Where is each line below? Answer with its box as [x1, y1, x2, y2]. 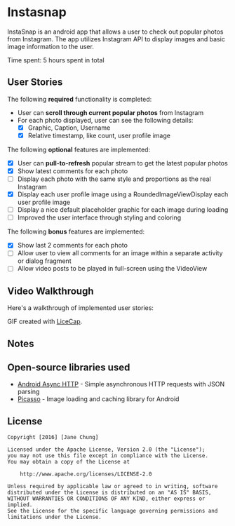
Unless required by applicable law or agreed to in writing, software [7, 483, 218, 490]
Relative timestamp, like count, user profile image [27, 131, 170, 140]
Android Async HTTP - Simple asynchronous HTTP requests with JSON [17, 380, 225, 389]
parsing [17, 387, 40, 396]
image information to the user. [7, 42, 95, 50]
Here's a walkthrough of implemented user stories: [7, 304, 154, 312]
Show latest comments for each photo [17, 166, 128, 175]
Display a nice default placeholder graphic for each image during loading [17, 205, 229, 214]
